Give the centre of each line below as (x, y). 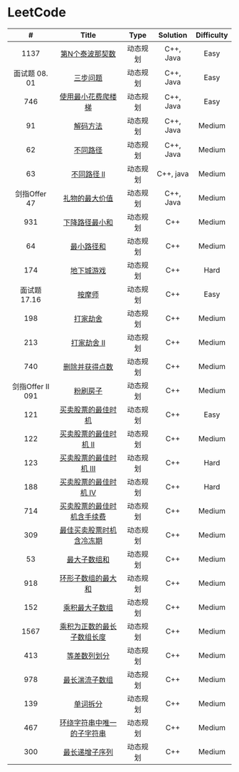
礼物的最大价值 (88, 198)
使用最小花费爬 (85, 96)
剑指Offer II (31, 386)
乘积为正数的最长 (88, 626)
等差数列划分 (88, 656)
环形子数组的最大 (88, 578)
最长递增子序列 (88, 752)
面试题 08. (31, 73)
